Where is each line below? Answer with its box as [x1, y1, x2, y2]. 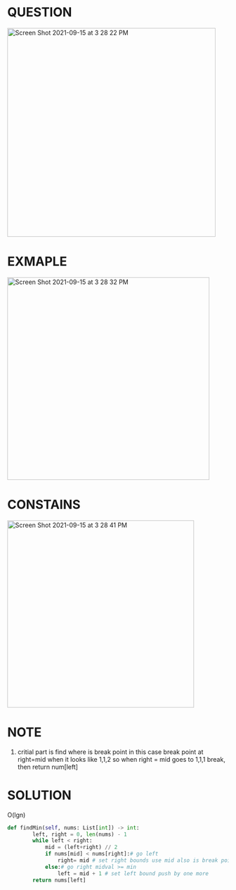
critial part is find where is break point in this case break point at [17, 748, 204, 756]
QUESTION [7, 4, 72, 20]
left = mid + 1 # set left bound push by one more [57, 870, 209, 877]
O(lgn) [7, 810, 26, 819]
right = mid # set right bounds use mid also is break [57, 857, 218, 864]
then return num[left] [17, 762, 79, 771]
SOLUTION [7, 787, 72, 803]
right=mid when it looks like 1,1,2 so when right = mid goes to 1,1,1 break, [17, 755, 226, 763]
